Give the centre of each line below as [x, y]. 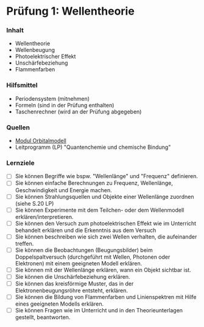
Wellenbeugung [35, 50]
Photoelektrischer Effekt [45, 57]
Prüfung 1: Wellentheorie [71, 11]
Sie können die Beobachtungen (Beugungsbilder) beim [84, 250]
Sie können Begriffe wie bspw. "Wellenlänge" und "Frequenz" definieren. [107, 176]
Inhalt [15, 31]
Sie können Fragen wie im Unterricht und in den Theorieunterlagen [99, 311]
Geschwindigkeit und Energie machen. [64, 190]
